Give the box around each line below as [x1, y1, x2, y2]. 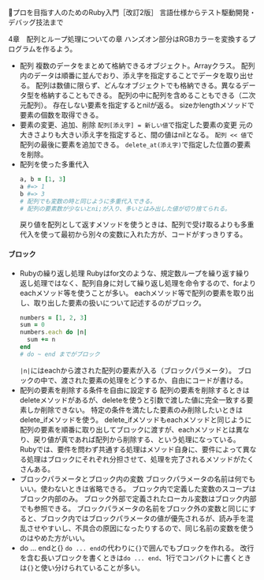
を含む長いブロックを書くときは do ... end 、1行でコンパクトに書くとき [19, 552, 252, 563]
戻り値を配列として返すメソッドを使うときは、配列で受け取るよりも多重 [19, 220, 255, 230]
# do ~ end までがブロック [19, 350, 100, 358]
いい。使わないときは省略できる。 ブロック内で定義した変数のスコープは [19, 484, 256, 493]
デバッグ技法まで [8, 17, 64, 27]
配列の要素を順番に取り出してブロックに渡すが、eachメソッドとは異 [19, 425, 243, 434]
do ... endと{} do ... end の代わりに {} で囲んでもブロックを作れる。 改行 [19, 543, 255, 552]
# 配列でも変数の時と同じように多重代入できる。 [19, 197, 156, 205]
